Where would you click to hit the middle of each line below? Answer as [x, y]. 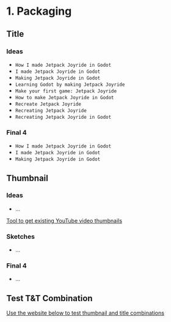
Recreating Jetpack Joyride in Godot [63, 117]
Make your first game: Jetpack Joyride [66, 91]
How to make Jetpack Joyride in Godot [64, 97]
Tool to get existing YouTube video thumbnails [64, 220]
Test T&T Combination [49, 298]
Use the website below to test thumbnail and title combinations [85, 313]
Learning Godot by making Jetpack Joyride [70, 84]
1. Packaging [39, 11]
